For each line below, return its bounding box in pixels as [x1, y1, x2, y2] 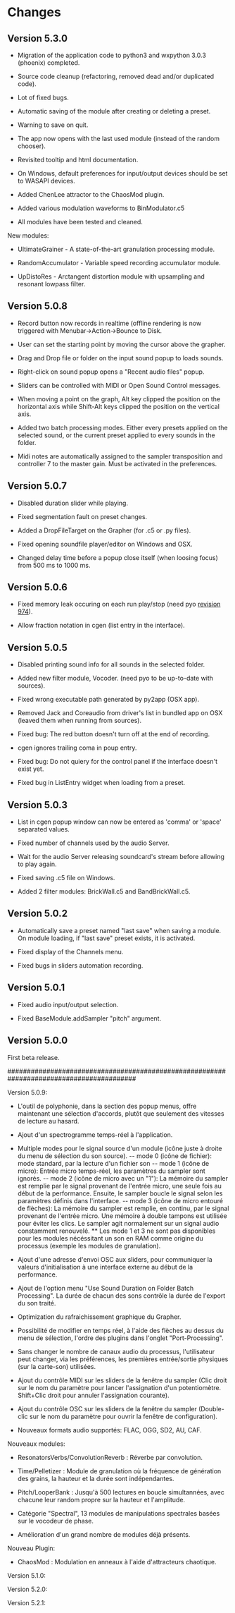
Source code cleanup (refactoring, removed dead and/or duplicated [17, 72, 215, 80]
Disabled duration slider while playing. [17, 499, 129, 507]
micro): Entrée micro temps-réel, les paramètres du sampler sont [17, 1167, 205, 1175]
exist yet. [17, 765, 44, 773]
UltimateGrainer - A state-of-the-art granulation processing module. [17, 245, 215, 253]
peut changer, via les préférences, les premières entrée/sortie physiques [17, 1355, 229, 1363]
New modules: [7, 231, 49, 240]
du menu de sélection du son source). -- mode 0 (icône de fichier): [17, 1151, 212, 1160]
